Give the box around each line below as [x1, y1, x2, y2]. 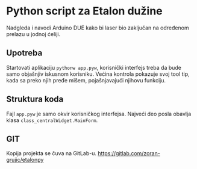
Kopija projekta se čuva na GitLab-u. [6, 150, 97, 157]
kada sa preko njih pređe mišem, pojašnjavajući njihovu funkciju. [6, 76, 166, 84]
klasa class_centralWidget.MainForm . [6, 116, 98, 124]
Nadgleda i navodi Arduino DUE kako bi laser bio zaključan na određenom [6, 24, 189, 31]
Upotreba [6, 48, 43, 58]
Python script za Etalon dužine [6, 4, 163, 18]
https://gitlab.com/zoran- [97, 150, 161, 157]
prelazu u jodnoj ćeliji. [6, 30, 61, 37]
